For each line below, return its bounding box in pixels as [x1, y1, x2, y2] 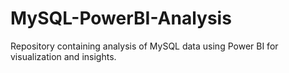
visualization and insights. [10, 50, 117, 62]
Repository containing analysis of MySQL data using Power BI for [10, 40, 279, 52]
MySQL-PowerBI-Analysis [10, 7, 232, 30]
